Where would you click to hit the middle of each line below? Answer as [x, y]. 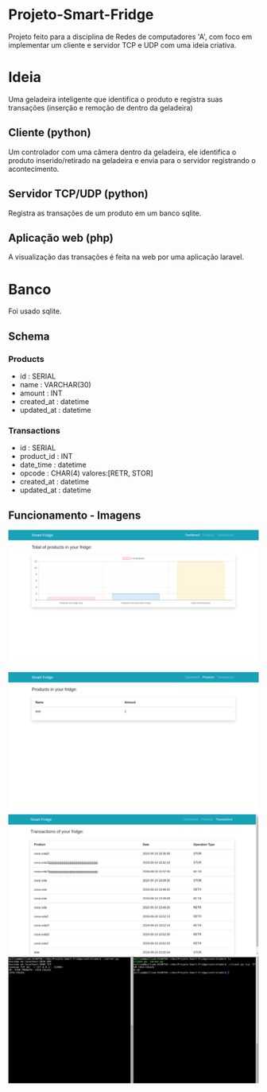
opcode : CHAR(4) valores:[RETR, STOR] [86, 473]
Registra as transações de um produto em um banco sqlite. [105, 213]
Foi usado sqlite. [35, 311]
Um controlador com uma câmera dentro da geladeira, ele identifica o [122, 152]
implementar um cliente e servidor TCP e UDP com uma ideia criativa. [122, 45]
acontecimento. [34, 169]
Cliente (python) [50, 133]
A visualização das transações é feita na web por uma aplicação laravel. [126, 257]
